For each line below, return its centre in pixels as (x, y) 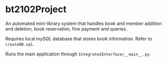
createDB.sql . (20, 44)
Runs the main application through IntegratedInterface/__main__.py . (78, 54)
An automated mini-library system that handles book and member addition (83, 23)
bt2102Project (36, 9)
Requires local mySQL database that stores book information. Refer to (79, 39)
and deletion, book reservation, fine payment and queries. (66, 28)
